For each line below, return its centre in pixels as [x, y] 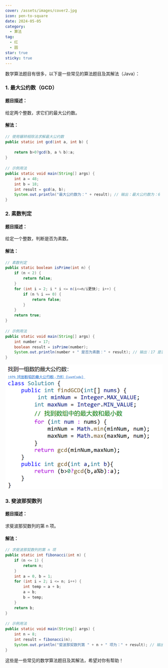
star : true [16, 53]
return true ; [28, 315]
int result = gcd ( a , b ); [40, 189]
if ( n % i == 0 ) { [42, 294]
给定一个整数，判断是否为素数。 [38, 239]
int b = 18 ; [26, 184]
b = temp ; [33, 597]
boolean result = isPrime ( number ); [51, 347]
